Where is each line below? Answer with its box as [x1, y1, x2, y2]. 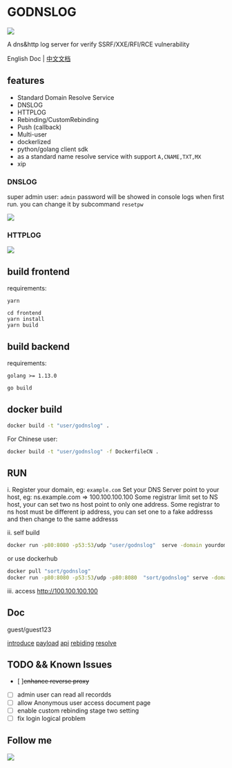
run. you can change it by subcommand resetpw [7, 200, 144, 209]
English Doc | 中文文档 [7, 54, 71, 62]
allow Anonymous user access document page [17, 698, 151, 707]
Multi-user [17, 130, 47, 139]
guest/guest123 [7, 625, 52, 634]
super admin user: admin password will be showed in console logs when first [7, 193, 224, 201]
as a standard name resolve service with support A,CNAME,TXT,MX [17, 152, 202, 160]
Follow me [7, 735, 52, 747]
